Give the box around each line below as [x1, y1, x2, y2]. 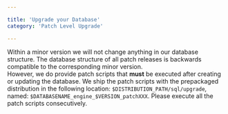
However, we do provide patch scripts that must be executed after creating [7, 70, 221, 78]
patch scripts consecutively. [7, 99, 88, 107]
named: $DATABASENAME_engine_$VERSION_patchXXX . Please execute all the [7, 91, 213, 100]
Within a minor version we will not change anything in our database [7, 48, 199, 56]
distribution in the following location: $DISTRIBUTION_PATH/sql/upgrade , [7, 84, 207, 93]
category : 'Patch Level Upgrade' [7, 22, 104, 30]
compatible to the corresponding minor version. [7, 62, 143, 70]
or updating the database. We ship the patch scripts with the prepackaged [7, 77, 219, 85]
